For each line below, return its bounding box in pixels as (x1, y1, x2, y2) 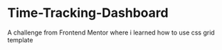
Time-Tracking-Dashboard (7, 5, 169, 21)
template (7, 35, 33, 44)
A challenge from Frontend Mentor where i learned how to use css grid (7, 28, 215, 37)
